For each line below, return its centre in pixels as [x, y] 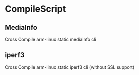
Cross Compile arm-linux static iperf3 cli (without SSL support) [70, 67]
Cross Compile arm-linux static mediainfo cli [51, 39]
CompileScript [36, 9]
